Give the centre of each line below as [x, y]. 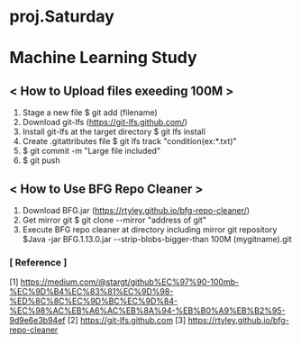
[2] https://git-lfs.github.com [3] [127, 321]
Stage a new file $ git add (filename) [90, 113]
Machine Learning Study [103, 58]
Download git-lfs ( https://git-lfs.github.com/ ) [105, 122]
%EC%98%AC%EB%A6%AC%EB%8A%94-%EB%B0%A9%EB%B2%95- [147, 311]
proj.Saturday [62, 17]
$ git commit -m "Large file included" [91, 151]
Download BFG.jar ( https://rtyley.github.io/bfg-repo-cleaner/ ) [136, 210]
